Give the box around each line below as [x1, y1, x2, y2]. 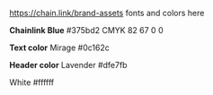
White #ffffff [9, 77, 55, 88]
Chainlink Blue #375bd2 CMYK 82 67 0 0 [9, 25, 164, 35]
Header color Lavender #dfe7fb [9, 60, 128, 70]
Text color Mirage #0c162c [9, 42, 110, 53]
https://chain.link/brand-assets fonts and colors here [9, 8, 205, 18]
